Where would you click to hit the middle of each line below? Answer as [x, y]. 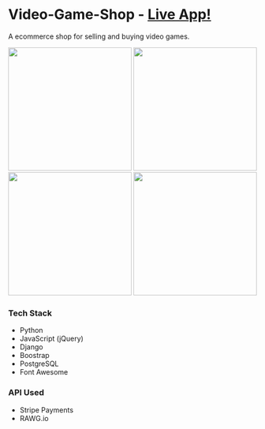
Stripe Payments [46, 410]
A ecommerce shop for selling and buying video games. [99, 36]
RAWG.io [34, 418]
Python [31, 330]
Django [31, 347]
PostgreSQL [39, 364]
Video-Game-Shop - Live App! [110, 15]
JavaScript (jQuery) [52, 339]
